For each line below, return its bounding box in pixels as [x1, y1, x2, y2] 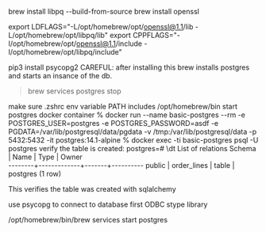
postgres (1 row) [8, 169, 62, 178]
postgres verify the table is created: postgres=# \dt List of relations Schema [8, 144, 256, 153]
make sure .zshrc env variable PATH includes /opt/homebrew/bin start [8, 102, 238, 111]
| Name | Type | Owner [8, 152, 83, 162]
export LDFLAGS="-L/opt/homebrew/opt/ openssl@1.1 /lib [8, 22, 194, 31]
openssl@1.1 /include [76, 39, 143, 48]
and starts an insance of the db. [8, 71, 113, 80]
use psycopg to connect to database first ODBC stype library [8, 200, 208, 209]
